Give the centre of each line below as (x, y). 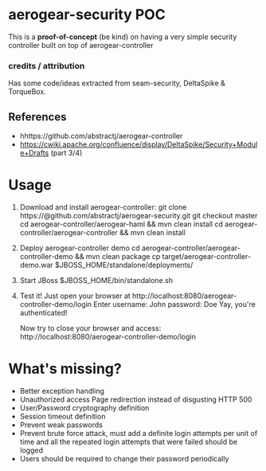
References (37, 117)
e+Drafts (34, 153)
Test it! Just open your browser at (75, 296)
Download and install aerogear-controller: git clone (103, 207)
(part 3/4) (66, 153)
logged (31, 450)
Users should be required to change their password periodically (124, 458)
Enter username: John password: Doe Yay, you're (174, 304)
